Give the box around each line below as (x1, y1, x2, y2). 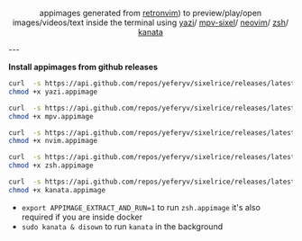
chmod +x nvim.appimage (8, 137, 98, 146)
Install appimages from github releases (8, 62, 159, 72)
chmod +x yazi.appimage (8, 87, 98, 96)
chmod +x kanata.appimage (8, 185, 105, 194)
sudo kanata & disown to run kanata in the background (21, 220, 223, 232)
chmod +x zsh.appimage (8, 161, 94, 170)
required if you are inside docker (21, 211, 143, 222)
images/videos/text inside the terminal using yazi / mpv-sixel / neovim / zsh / (12, 17, 289, 28)
